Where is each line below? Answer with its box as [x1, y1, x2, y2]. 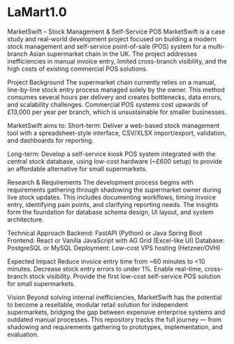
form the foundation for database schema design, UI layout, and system [7, 208, 214, 216]
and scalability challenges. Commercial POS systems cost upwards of [7, 100, 208, 108]
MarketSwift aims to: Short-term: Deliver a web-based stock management [7, 121, 220, 129]
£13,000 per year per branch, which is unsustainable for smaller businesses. [7, 108, 227, 116]
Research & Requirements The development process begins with [7, 178, 193, 186]
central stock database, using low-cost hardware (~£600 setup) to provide [7, 157, 222, 165]
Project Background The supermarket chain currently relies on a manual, [7, 78, 217, 86]
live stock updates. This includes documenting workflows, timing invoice [7, 193, 217, 201]
